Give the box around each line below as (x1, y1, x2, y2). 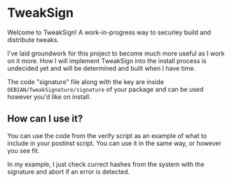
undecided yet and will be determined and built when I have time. (7, 64, 196, 72)
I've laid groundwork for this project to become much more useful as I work (7, 49, 225, 57)
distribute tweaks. (7, 35, 60, 43)
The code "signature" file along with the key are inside (7, 77, 165, 86)
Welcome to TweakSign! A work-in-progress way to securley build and (7, 28, 212, 36)
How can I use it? (7, 113, 83, 125)
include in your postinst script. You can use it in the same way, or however (7, 139, 222, 147)
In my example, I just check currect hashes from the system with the (7, 160, 205, 168)
